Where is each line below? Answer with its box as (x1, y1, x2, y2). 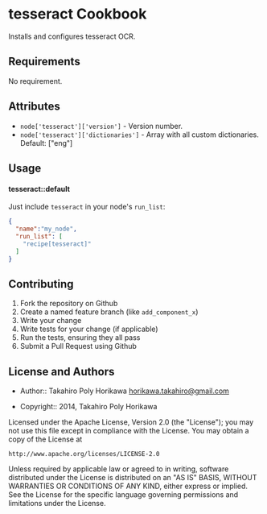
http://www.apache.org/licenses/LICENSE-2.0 (8, 450, 160, 458)
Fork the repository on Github (19, 299, 118, 309)
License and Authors (8, 364, 115, 379)
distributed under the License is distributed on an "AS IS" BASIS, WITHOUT (8, 473, 257, 483)
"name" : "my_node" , (15, 225, 78, 234)
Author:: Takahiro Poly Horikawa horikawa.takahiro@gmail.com (19, 386, 229, 396)
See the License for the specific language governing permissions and (8, 490, 239, 499)
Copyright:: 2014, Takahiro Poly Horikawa (19, 402, 158, 412)
